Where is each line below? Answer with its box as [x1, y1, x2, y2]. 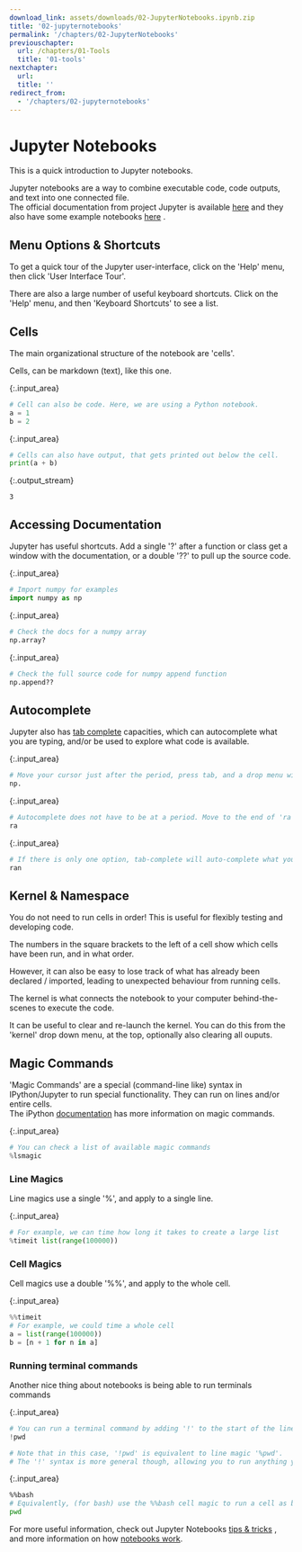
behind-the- [233, 993, 279, 1004]
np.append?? [9, 677, 54, 686]
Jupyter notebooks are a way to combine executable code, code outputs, [9, 183, 280, 193]
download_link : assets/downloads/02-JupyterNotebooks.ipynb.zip [9, 13, 255, 22]
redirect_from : [9, 88, 67, 97]
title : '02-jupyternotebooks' [9, 22, 123, 31]
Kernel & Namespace [9, 888, 129, 903]
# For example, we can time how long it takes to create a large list [9, 1228, 280, 1237]
